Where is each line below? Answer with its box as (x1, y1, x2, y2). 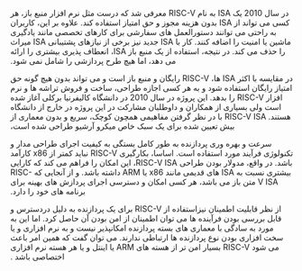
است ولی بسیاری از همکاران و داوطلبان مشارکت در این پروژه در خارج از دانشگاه (10, 102, 282, 112)
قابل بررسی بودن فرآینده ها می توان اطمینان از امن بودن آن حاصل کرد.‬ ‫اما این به (10, 213, 282, 223)
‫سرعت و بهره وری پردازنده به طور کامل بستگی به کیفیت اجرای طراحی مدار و (10, 139, 272, 149)
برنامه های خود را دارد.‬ (10, 186, 87, 196)
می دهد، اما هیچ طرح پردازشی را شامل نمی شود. (10, 56, 177, 66)
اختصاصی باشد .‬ (10, 251, 65, 262)
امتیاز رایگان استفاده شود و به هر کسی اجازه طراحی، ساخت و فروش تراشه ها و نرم (10, 83, 293, 93)
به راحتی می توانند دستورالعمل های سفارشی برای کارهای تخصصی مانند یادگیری (10, 27, 278, 37)
